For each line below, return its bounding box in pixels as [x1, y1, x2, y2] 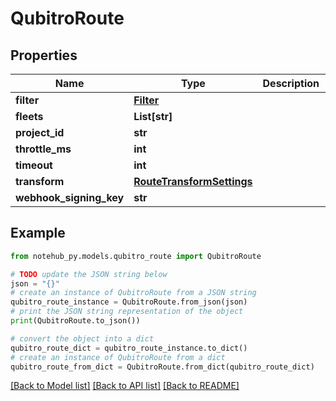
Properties [10, 47, 78, 64]
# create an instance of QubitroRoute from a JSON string [10, 288, 257, 298]
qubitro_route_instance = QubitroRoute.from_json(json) [10, 297, 248, 307]
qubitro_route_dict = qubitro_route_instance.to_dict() [10, 343, 248, 353]
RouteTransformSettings [133, 175, 253, 188]
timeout [15, 158, 53, 172]
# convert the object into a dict [10, 333, 155, 344]
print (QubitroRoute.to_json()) [10, 316, 141, 326]
